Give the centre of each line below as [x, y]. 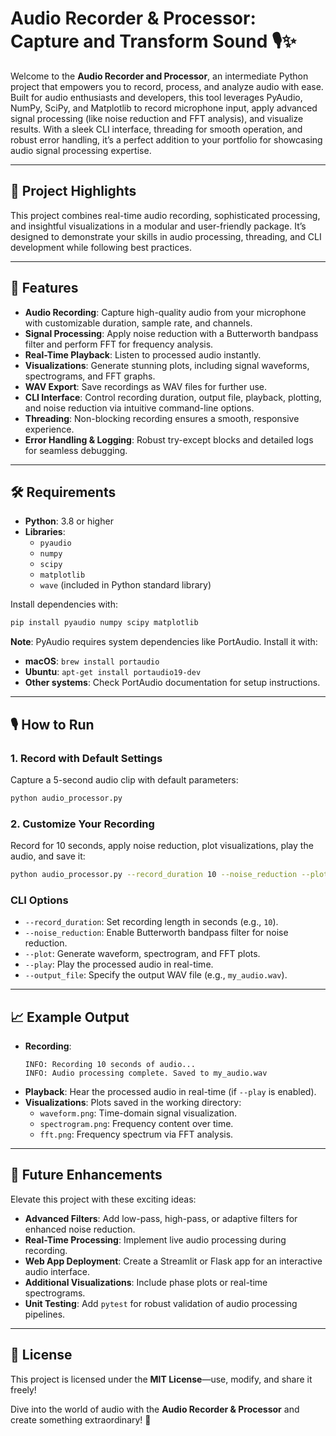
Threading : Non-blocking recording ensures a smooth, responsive [162, 418]
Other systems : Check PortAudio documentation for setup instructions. [172, 683]
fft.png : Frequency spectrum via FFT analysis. [136, 1134]
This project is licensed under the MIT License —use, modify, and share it [161, 1379]
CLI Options [39, 900]
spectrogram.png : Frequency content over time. [136, 1124]
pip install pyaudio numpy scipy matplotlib [104, 623]
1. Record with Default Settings [86, 758]
